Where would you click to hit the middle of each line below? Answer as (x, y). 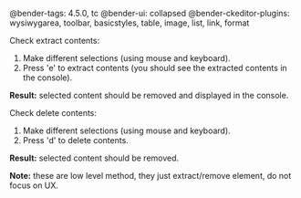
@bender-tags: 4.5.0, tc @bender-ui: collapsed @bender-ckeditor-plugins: (150, 13)
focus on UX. (34, 185)
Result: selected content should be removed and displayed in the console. (149, 95)
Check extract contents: (55, 41)
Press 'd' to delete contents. (76, 140)
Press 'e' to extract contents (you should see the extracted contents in (155, 68)
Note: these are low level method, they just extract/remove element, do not (150, 176)
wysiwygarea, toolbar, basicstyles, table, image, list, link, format (130, 23)
